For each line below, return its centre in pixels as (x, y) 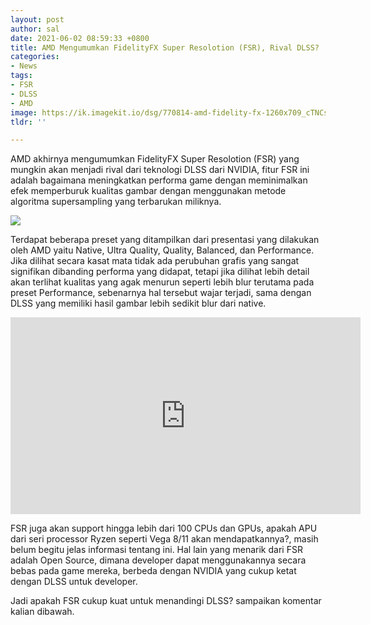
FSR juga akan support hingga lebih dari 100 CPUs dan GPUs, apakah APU (164, 528)
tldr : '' (28, 122)
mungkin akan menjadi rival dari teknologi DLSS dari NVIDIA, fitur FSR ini (160, 170)
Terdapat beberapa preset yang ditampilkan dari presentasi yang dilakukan (165, 240)
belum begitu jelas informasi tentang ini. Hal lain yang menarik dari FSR (156, 550)
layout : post (37, 19)
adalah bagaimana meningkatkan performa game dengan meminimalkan (159, 180)
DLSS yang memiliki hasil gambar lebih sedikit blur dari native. (138, 303)
